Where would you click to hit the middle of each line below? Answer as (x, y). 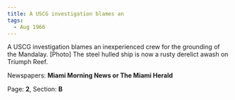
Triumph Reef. (27, 62)
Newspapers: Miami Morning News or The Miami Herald (90, 75)
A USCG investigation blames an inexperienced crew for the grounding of (114, 47)
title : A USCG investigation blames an (66, 14)
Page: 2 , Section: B (35, 89)
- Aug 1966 (30, 27)
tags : (15, 20)
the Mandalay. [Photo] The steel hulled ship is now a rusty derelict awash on (118, 54)
